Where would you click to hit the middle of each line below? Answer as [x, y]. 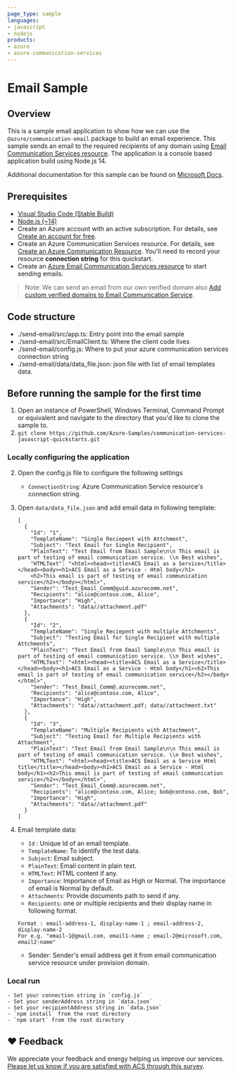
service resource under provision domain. [89, 962]
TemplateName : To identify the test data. [84, 851]
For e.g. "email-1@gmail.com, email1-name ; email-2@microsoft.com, [120, 936]
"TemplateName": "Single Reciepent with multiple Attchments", [125, 632]
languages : [23, 20]
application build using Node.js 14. [57, 161]
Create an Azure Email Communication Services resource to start [112, 266]
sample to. [33, 425]
